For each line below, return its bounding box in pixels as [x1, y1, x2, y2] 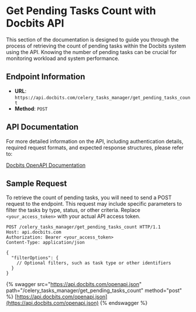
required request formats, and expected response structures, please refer [6, 144, 184, 151]
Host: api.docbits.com [6, 229, 61, 236]
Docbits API [6, 16, 64, 30]
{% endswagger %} [99, 300, 148, 307]
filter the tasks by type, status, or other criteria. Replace [6, 207, 140, 214]
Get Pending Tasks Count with [6, 4, 156, 18]
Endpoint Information [6, 72, 85, 82]
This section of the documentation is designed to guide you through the [6, 36, 179, 43]
